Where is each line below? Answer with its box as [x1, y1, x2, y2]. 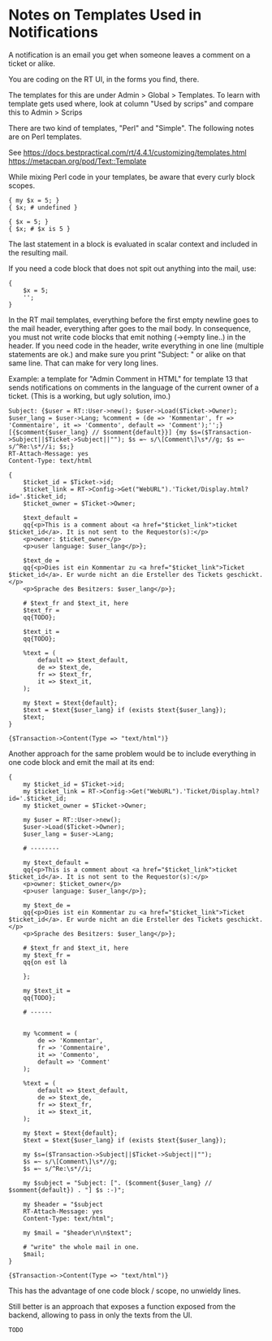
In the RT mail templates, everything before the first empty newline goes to [8, 315, 259, 325]
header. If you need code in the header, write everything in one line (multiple [8, 340, 264, 351]
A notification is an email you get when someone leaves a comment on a [8, 50, 251, 59]
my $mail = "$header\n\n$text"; [23, 1229, 132, 1237]
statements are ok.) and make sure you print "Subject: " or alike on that [8, 349, 246, 359]
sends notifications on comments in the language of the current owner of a [8, 382, 259, 392]
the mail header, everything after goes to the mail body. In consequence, [8, 323, 252, 333]
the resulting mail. [8, 247, 69, 257]
